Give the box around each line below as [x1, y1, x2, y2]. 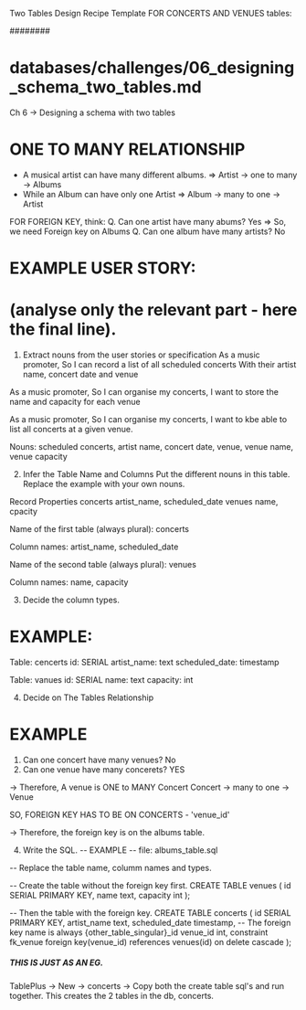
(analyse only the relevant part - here [9, 300, 298, 321]
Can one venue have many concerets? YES [22, 763, 185, 775]
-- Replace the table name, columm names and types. [9, 862, 212, 873]
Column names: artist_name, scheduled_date [9, 541, 179, 552]
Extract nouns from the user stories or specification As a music [22, 349, 260, 360]
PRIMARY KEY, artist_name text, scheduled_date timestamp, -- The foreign [9, 917, 291, 928]
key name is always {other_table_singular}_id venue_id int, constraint [9, 927, 269, 938]
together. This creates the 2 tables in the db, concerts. [9, 990, 215, 1001]
